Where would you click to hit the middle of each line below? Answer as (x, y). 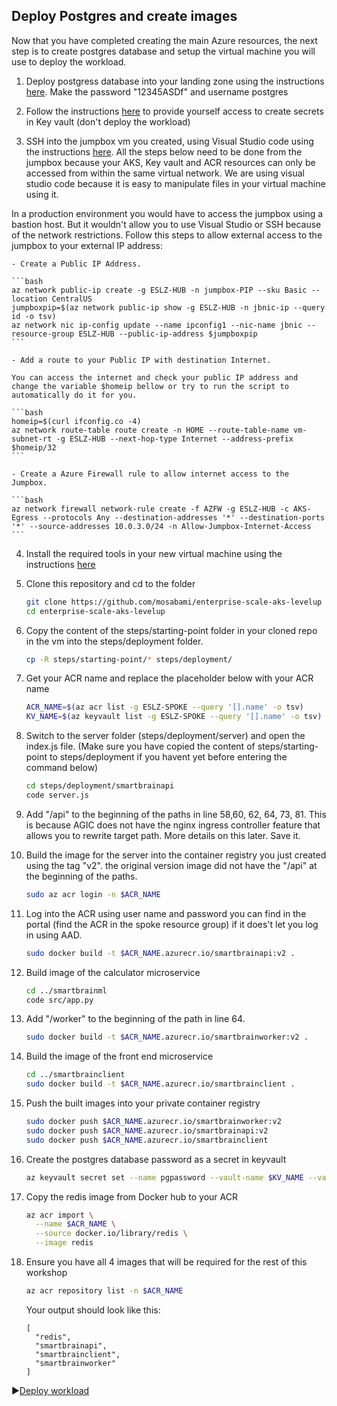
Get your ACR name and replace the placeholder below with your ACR (169, 678)
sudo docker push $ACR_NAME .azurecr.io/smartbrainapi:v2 (147, 1130)
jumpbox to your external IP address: (87, 245)
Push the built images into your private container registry (143, 1103)
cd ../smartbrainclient (75, 1075)
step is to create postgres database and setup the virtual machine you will (163, 51)
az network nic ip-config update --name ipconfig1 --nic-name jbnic (157, 325)
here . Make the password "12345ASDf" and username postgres (157, 91)
